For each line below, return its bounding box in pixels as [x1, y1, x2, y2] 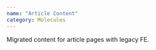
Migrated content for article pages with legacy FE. [6, 35, 150, 43]
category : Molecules [6, 16, 67, 23]
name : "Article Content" [6, 10, 78, 17]
